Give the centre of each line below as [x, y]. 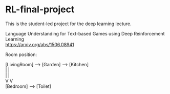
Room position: [21, 54]
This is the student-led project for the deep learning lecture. [68, 24]
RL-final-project [40, 10]
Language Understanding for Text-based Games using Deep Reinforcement [85, 33]
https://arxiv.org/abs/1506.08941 [40, 44]
